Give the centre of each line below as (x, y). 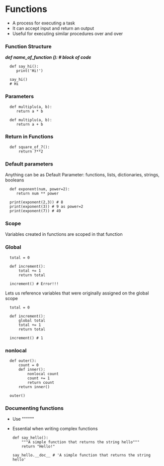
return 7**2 (31, 151)
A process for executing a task (44, 23)
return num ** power (37, 194)
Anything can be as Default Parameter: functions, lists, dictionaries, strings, (82, 175)
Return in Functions (29, 137)
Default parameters (29, 164)
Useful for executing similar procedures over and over (68, 33)
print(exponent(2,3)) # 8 (37, 202)
